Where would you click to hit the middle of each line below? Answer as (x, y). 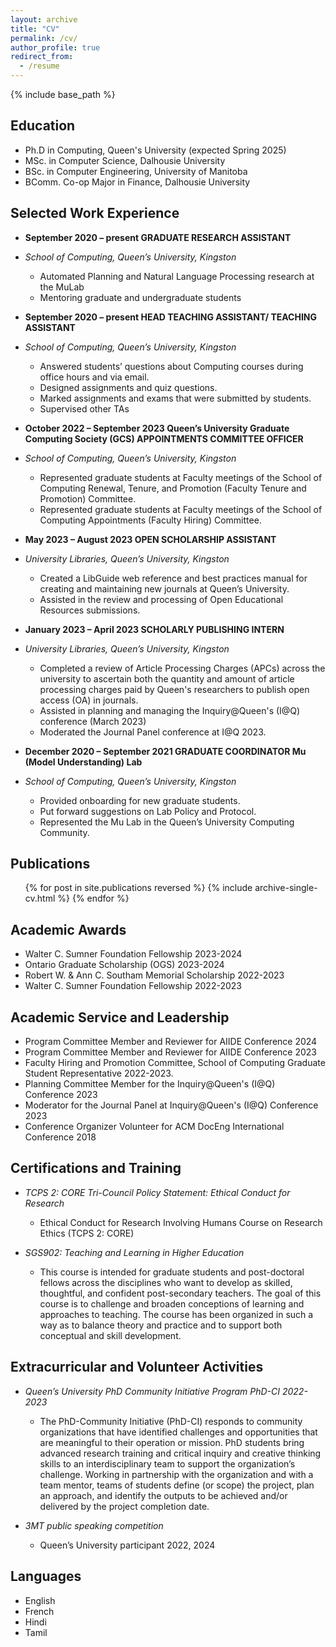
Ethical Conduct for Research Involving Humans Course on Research (181, 1222)
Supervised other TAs (84, 408)
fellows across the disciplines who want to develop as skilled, (166, 1282)
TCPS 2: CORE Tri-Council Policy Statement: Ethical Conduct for (157, 1192)
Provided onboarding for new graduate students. (140, 800)
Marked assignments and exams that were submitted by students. (175, 398)
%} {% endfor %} (93, 898)
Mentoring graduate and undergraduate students (140, 297)
